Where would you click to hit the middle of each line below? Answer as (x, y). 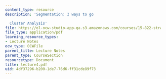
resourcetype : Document (30, 60)
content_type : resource (30, 10)
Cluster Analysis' (29, 23)
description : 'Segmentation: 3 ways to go (49, 14)
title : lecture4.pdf (26, 65)
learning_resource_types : (32, 37)
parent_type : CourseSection (34, 55)
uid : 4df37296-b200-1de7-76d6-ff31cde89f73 (51, 69)
